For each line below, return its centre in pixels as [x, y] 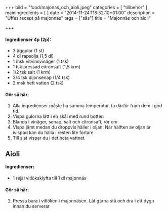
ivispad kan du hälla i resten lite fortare [53, 133]
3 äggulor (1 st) [28, 51]
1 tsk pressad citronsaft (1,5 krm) [47, 67]
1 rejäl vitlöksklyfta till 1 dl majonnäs [50, 178]
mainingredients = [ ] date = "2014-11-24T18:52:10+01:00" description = [80, 13]
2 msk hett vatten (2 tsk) [38, 83]
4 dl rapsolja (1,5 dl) [33, 56]
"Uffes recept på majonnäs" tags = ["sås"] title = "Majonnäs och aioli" [78, 18]
